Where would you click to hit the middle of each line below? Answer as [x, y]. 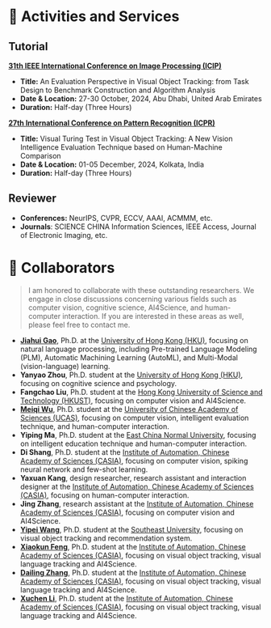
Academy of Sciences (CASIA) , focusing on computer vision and [127, 512]
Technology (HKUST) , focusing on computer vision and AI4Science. [133, 401]
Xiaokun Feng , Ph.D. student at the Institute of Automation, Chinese [133, 546]
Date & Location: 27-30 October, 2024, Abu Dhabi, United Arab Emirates [141, 99]
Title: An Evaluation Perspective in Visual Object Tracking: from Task [134, 81]
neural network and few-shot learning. [84, 469]
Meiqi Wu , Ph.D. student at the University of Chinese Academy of [129, 409]
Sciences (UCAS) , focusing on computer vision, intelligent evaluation [134, 418]
